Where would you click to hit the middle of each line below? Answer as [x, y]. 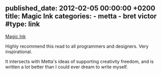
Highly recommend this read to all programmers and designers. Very [77, 46]
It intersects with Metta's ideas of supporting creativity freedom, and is [79, 61]
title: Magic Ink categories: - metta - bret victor [81, 16]
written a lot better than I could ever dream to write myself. [67, 67]
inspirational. [19, 51]
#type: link [23, 24]
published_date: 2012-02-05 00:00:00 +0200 [80, 8]
